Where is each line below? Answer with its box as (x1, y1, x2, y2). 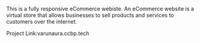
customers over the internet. (6, 18, 78, 25)
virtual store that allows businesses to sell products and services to (6, 12, 175, 19)
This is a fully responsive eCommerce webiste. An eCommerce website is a (6, 5, 195, 12)
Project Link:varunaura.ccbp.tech (6, 30, 90, 37)
